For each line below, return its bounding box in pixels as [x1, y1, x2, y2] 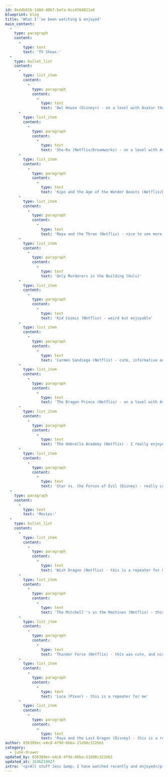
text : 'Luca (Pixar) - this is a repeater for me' [40, 694, 149, 699]
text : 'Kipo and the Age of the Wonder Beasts [40, 189, 140, 194]
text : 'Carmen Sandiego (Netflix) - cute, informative [40, 358, 157, 363]
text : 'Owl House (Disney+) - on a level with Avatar [40, 105, 155, 110]
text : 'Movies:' [23, 512, 57, 517]
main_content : [5, 21, 35, 27]
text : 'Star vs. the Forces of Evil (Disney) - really [40, 484, 157, 489]
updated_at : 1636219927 [5, 759, 55, 764]
